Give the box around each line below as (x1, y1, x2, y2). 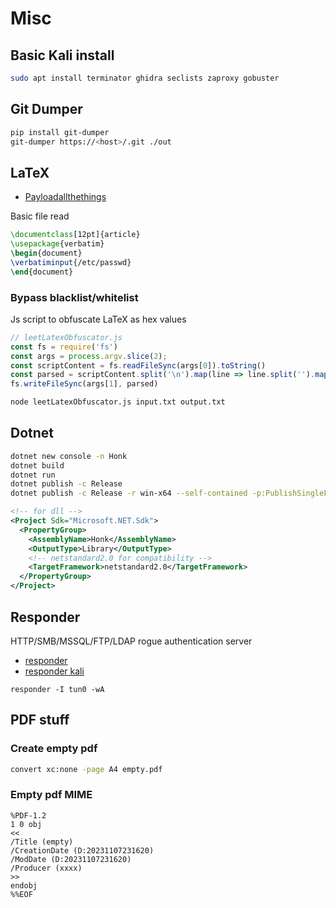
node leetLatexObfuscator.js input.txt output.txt (10, 397, 226, 407)
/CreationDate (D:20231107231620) (10, 845, 155, 856)
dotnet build (10, 460, 65, 471)
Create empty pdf (10, 742, 98, 756)
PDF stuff (10, 712, 70, 729)
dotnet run (10, 470, 56, 480)
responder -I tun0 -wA (10, 684, 105, 694)
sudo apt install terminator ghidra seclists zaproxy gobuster (10, 73, 280, 83)
